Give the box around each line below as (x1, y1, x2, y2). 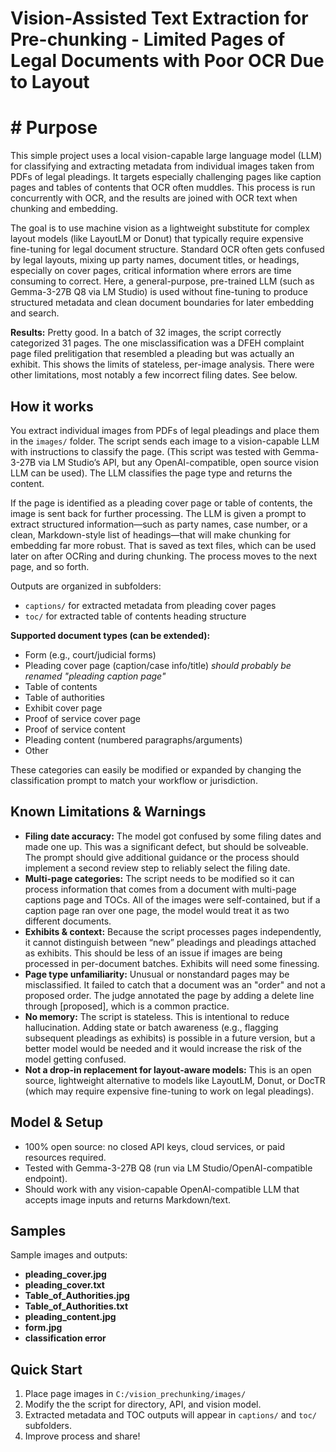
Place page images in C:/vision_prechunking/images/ (24, 1388, 247, 1400)
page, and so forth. (10, 560, 90, 572)
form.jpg (24, 1322, 63, 1334)
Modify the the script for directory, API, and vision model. (24, 1398, 262, 1411)
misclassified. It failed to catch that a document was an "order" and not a (24, 978, 326, 991)
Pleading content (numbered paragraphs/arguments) (24, 733, 243, 746)
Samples (10, 1222, 67, 1239)
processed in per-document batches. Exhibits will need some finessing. (24, 957, 320, 969)
